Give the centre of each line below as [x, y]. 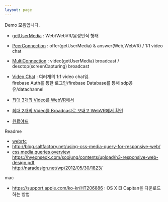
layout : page [18, 10]
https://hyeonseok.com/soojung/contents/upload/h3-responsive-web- [85, 157]
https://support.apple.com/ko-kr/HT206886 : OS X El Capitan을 [78, 188]
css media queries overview [41, 152]
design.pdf [23, 162]
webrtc [19, 141]
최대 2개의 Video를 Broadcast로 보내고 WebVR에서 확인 [68, 110]
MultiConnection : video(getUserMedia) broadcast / [65, 60]
